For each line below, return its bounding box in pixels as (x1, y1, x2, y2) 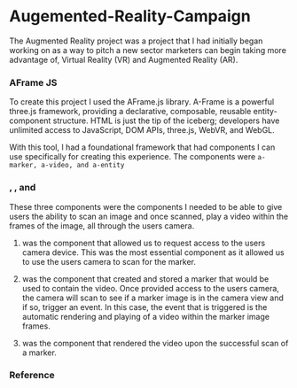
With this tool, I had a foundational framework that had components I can (9, 142, 276, 152)
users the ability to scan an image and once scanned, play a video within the (9, 211, 289, 221)
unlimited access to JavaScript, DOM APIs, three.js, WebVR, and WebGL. (9, 125, 275, 136)
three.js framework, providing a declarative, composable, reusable (9, 106, 252, 117)
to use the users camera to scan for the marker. (21, 256, 197, 267)
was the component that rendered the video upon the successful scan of (21, 338, 289, 348)
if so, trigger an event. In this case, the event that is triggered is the (21, 301, 268, 312)
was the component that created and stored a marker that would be (21, 273, 270, 284)
